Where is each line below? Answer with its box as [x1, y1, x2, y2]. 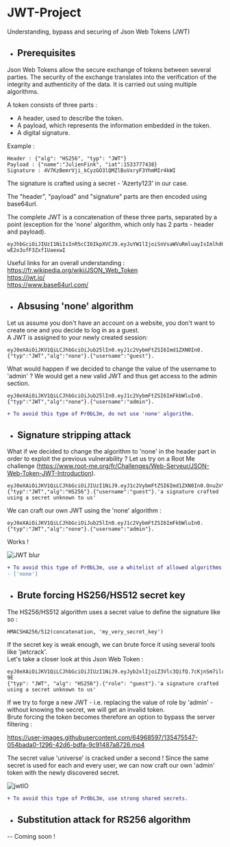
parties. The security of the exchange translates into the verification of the [7, 73, 217, 81]
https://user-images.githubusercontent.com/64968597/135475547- [7, 733, 199, 741]
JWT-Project [7, 5, 81, 21]
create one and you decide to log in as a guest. [7, 326, 140, 334]
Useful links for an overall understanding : [7, 258, 125, 267]
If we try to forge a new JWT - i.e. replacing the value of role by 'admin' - [7, 698, 214, 707]
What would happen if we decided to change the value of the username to [7, 365, 217, 373]
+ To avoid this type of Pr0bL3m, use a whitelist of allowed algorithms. [7, 564, 225, 572]
